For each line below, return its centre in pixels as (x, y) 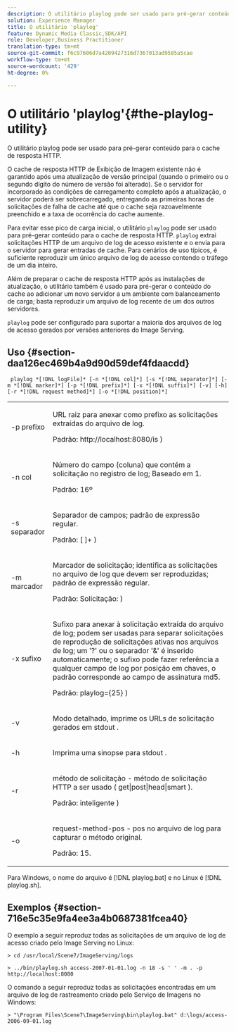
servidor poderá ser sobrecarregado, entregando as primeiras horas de (111, 199)
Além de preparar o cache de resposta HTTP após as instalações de (106, 279)
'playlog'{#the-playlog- (143, 114)
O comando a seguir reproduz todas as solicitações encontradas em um (112, 988)
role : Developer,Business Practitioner (66, 40)
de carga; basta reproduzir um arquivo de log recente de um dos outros (111, 301)
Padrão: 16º (72, 490)
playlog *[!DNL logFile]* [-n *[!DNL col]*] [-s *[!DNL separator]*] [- (119, 380)
